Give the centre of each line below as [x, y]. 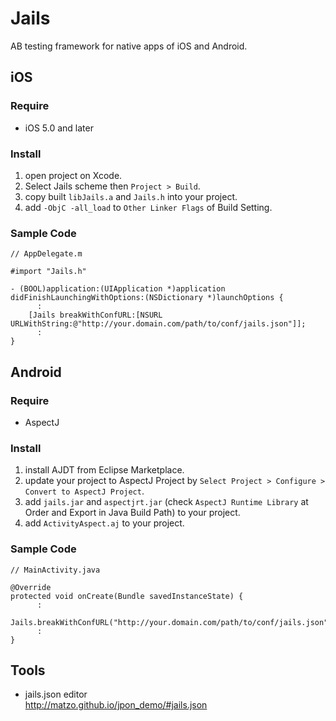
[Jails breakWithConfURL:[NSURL [95, 315]
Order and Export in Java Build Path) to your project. [132, 513]
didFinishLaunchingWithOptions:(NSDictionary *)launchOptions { [147, 298]
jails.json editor [56, 694]
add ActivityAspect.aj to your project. [104, 523]
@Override [31, 587]
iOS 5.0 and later [59, 128]
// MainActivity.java [55, 570]
